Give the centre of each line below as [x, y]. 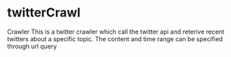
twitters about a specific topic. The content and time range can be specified [115, 38]
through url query [32, 46]
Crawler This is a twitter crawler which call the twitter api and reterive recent [116, 32]
